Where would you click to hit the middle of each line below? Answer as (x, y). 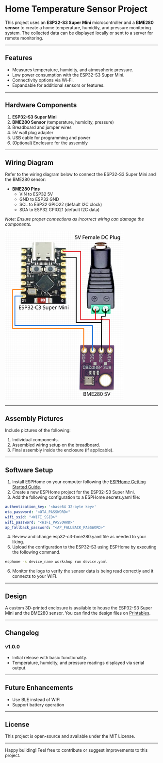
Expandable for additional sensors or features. (58, 85)
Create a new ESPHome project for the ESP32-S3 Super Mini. (73, 492)
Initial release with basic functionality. (49, 657)
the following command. (36, 552)
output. (19, 668)
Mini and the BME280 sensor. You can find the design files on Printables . (78, 613)
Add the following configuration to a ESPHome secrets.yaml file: (76, 497)
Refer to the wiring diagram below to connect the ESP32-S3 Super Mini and (81, 175)
